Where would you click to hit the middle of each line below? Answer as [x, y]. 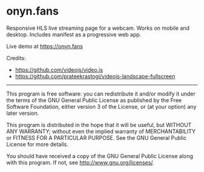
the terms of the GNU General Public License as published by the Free [94, 100]
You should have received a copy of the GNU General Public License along [100, 156]
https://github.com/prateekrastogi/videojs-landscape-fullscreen [95, 76]
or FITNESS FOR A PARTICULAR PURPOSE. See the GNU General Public [97, 137]
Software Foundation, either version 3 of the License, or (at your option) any [101, 106]
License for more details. [37, 144]
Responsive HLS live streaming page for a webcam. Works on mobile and [98, 28]
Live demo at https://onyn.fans [45, 46]
